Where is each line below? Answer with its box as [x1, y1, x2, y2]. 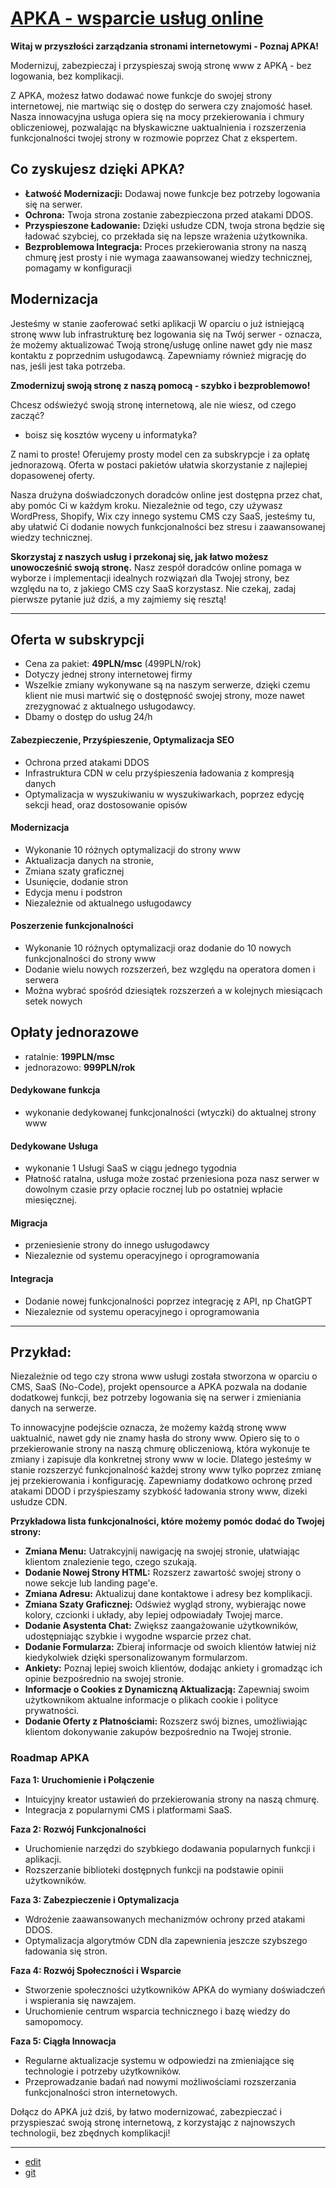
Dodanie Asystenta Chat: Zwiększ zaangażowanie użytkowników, [24, 1620, 299, 1632]
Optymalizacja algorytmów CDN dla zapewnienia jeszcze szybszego [24, 1934, 308, 1946]
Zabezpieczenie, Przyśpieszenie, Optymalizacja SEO [10, 733, 235, 746]
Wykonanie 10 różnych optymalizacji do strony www [24, 843, 241, 856]
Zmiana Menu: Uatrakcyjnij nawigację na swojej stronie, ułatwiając [24, 1545, 301, 1557]
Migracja [10, 1217, 48, 1229]
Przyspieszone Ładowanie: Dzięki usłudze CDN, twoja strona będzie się [24, 219, 325, 231]
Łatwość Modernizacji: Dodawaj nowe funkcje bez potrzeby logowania [24, 187, 321, 199]
